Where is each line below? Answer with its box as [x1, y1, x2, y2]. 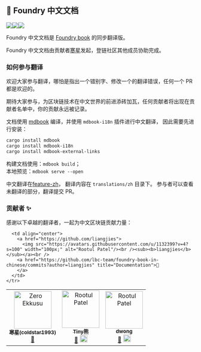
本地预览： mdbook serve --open [6, 167, 84, 175]
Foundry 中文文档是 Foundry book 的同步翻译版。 [6, 33, 129, 41]
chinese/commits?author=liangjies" [6, 262, 95, 268]
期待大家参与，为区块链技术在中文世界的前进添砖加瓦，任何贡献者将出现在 [6, 98, 190, 105]
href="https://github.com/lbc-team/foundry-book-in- [25, 257, 160, 263]
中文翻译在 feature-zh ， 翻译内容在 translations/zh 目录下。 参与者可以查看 [6, 180, 194, 187]
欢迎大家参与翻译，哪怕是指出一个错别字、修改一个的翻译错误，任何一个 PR [6, 78, 193, 85]
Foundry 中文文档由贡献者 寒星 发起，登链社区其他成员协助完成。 [6, 47, 165, 54]
